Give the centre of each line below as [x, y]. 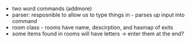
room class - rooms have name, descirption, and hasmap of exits [92, 27]
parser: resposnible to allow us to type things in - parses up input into [98, 15]
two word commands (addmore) [52, 9]
